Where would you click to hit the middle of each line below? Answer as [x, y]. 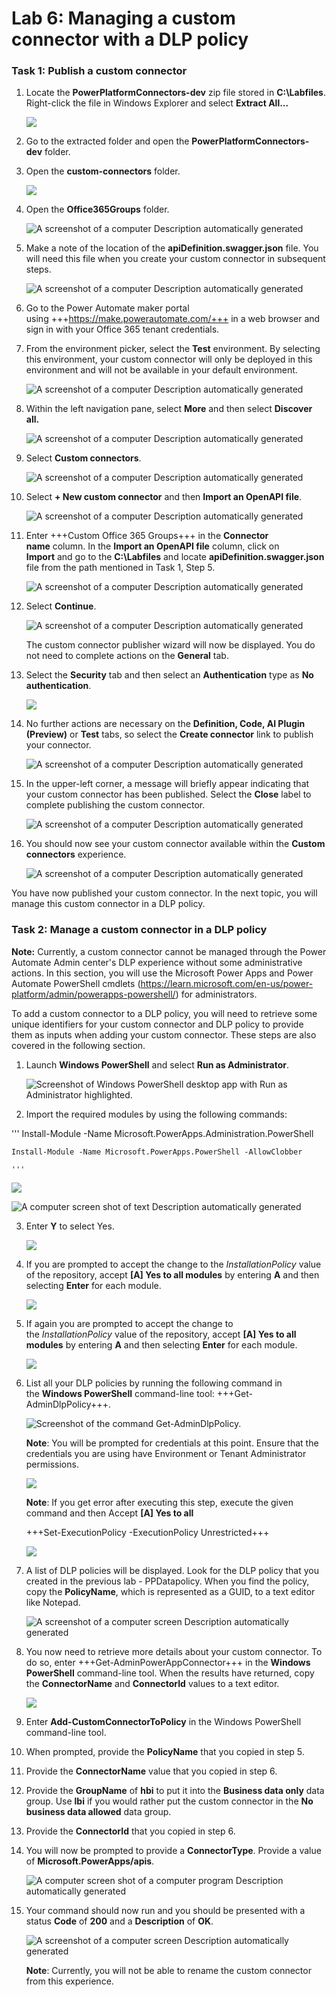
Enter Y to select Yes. [70, 1226]
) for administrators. [216, 994]
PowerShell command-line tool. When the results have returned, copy [170, 1673]
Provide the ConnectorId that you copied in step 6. [130, 1831]
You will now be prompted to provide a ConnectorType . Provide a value [173, 1850]
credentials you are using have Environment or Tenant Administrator [166, 1453]
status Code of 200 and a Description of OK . [119, 1921]
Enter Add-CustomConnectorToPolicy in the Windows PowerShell [163, 1721]
